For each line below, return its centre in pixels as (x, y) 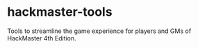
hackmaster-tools (60, 12)
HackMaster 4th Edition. (42, 38)
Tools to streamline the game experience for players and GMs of (99, 31)
